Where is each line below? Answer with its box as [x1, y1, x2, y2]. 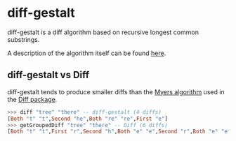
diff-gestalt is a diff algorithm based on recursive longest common [7, 28, 199, 36]
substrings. [7, 35, 40, 43]
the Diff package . [7, 95, 58, 103]
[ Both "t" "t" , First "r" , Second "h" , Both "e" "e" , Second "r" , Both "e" [7, 128, 218, 135]
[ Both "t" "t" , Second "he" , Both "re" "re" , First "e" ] [7, 115, 169, 122]
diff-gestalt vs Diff [7, 69, 90, 81]
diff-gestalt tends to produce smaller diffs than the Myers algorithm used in [7, 87, 225, 96]
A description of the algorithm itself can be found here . [7, 49, 166, 57]
